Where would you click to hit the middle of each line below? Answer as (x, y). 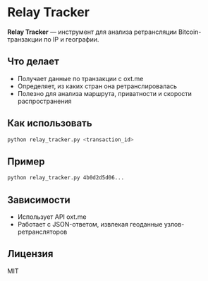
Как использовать (50, 123)
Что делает (33, 62)
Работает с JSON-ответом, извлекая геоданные (90, 224)
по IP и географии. (71, 39)
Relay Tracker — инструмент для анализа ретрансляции (92, 32)
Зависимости (39, 199)
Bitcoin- (190, 32)
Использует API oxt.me (52, 217)
